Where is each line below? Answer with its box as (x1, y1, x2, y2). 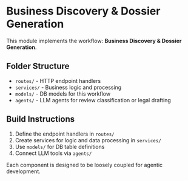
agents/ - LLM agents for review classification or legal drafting (15, 96, 171, 104)
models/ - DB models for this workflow (15, 90, 111, 97)
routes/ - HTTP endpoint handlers (15, 77, 101, 84)
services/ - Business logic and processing (15, 84, 122, 91)
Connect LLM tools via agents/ (15, 150, 92, 157)
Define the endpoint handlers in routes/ (15, 130, 115, 137)
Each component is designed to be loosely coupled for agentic (6, 161, 163, 168)
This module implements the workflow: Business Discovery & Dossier (6, 37, 182, 44)
